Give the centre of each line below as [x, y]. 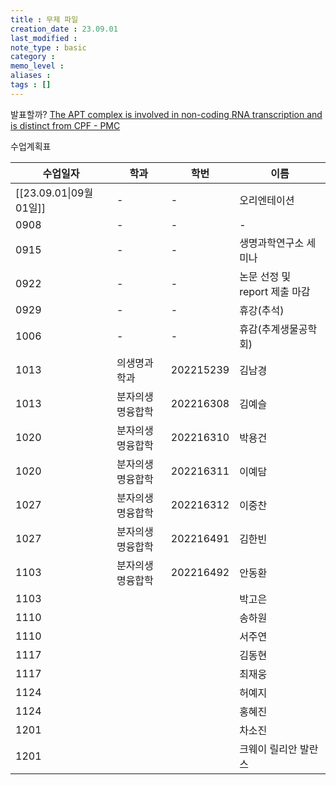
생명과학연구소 [272, 243]
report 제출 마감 [275, 291]
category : [33, 57]
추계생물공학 [289, 329]
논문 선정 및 [265, 276]
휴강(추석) [262, 310]
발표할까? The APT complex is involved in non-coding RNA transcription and [166, 114]
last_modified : [44, 38]
